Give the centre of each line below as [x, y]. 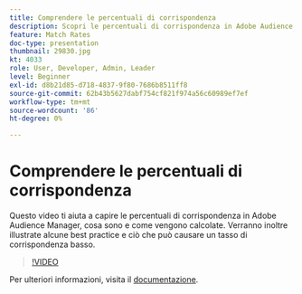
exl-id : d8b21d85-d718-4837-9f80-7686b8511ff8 [99, 85]
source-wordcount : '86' [54, 110]
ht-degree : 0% [36, 119]
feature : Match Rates [50, 34]
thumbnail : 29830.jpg [50, 52]
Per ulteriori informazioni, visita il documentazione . [104, 280]
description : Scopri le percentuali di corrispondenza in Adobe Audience [151, 26]
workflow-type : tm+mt [50, 102]
